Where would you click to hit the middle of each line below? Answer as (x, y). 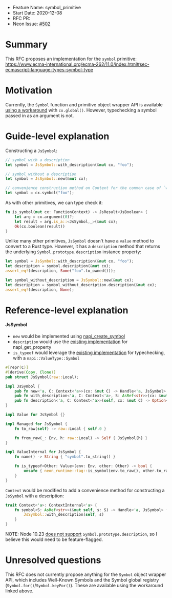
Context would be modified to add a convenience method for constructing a (85, 490)
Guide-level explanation (57, 136)
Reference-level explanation (67, 310)
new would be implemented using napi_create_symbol (69, 337)
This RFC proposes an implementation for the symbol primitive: (71, 59)
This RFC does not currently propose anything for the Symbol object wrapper (86, 574)
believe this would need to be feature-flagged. (54, 539)
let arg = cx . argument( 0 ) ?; (44, 217)
